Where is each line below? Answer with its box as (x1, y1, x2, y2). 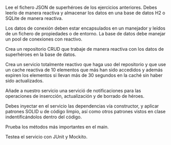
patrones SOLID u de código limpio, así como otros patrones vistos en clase (5, 109, 166, 114)
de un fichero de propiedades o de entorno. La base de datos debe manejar (5, 31, 166, 36)
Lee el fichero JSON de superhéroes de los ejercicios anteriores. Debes (5, 5, 158, 10)
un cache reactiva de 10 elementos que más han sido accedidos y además (5, 67, 163, 73)
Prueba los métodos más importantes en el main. (5, 124, 109, 130)
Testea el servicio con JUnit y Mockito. (5, 134, 88, 140)
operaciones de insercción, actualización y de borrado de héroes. (5, 93, 145, 99)
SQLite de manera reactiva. (5, 15, 63, 21)
